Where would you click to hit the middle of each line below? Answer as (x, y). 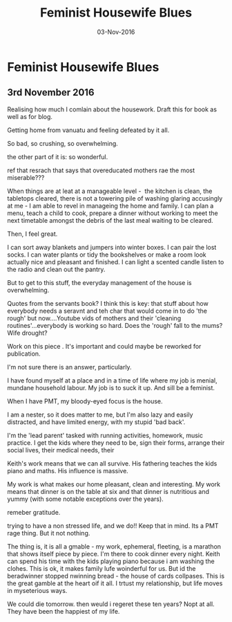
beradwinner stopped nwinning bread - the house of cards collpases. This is (116, 576)
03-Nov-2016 (116, 32)
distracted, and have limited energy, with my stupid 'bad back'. (96, 422)
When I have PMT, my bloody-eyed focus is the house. (85, 401)
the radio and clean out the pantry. (56, 269)
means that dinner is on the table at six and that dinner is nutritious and (108, 491)
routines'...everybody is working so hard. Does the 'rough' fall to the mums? (115, 325)
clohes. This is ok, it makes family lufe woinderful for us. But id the (101, 568)
